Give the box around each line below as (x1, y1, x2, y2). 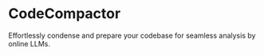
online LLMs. (8, 38, 50, 48)
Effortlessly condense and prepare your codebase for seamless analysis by (8, 31, 256, 40)
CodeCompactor (8, 5, 121, 23)
